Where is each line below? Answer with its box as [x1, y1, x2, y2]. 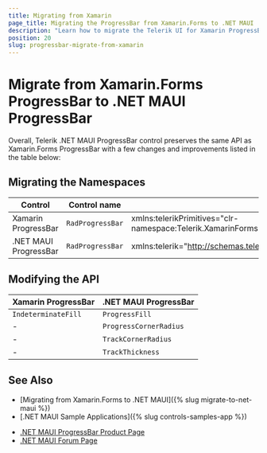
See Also [8, 373, 53, 387]
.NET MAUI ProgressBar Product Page [19, 427, 145, 436]
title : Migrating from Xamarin [8, 11, 112, 20]
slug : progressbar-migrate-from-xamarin [8, 41, 145, 49]
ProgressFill [102, 310, 152, 318]
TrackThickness [102, 347, 161, 357]
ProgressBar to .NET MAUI [8, 92, 186, 111]
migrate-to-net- [200, 395, 253, 404]
